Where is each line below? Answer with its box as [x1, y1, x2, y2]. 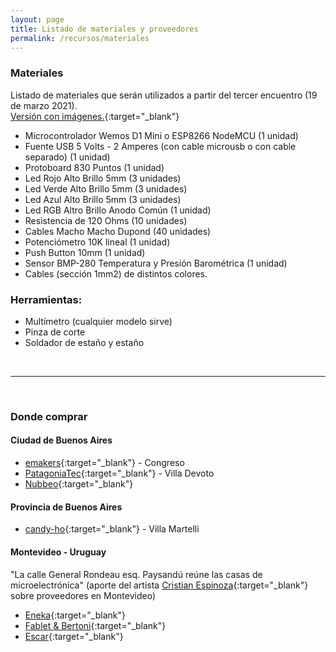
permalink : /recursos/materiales [10, 33, 150, 43]
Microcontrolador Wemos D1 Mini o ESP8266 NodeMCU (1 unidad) [24, 129, 299, 141]
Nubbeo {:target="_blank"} [24, 478, 134, 490]
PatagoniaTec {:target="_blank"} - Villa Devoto [24, 467, 215, 480]
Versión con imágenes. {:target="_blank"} [10, 110, 180, 122]
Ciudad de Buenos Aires [10, 434, 113, 446]
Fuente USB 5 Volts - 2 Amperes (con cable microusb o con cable [24, 140, 297, 152]
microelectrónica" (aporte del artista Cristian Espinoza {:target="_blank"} [10, 579, 309, 591]
